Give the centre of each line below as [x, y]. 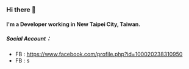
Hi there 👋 [21, 10]
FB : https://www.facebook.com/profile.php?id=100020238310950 [99, 54]
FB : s [22, 61]
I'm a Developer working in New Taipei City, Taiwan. [73, 24]
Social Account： [29, 39]
